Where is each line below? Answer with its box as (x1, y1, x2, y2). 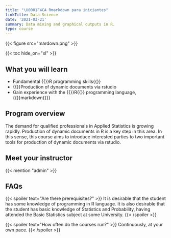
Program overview (5, 109, 65, 118)
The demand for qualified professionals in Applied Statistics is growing (5, 123, 154, 129)
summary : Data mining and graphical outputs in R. (5, 21, 115, 27)
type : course (5, 26, 33, 32)
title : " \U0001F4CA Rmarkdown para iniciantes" (5, 7, 109, 13)
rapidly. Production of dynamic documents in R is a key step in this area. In (5, 128, 162, 134)
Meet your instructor (5, 154, 73, 163)
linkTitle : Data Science (5, 12, 58, 17)
